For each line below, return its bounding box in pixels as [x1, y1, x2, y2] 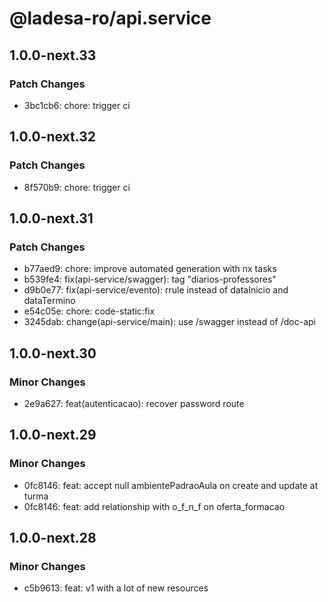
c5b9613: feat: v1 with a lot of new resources [23, 582, 209, 594]
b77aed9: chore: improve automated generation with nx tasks [23, 263, 277, 275]
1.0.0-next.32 [9, 128, 97, 146]
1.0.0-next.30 [9, 345, 97, 362]
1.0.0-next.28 [9, 530, 97, 547]
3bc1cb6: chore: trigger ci [23, 99, 131, 111]
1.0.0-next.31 [9, 210, 94, 227]
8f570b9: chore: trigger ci [23, 181, 131, 193]
